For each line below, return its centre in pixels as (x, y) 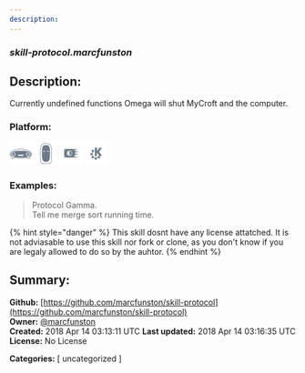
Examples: (33, 185)
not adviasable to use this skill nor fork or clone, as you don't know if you (147, 242)
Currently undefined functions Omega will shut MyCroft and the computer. (149, 104)
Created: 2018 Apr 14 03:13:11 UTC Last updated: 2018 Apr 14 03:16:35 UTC (152, 331)
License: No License (48, 340)
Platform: (30, 127)
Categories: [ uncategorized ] (66, 358)
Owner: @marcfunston (52, 321)
